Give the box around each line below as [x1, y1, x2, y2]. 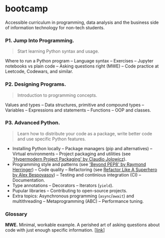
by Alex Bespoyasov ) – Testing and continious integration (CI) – [12, 172, 141, 178]
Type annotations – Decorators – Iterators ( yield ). [12, 182, 114, 188]
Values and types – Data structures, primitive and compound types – [5, 102, 144, 108]
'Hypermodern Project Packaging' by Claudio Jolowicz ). [12, 156, 127, 162]
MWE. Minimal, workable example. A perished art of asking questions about [5, 222, 160, 228]
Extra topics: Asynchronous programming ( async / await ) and [12, 193, 134, 199]
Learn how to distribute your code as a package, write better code [17, 130, 152, 136]
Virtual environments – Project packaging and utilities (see [12, 151, 131, 157]
